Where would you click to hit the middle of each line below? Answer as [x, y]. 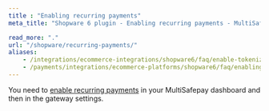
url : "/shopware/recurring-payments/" [73, 45]
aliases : [23, 53]
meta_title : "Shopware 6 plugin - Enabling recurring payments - [119, 23]
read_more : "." [34, 38]
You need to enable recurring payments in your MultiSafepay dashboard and [134, 89]
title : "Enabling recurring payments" [75, 16]
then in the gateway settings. [56, 98]
